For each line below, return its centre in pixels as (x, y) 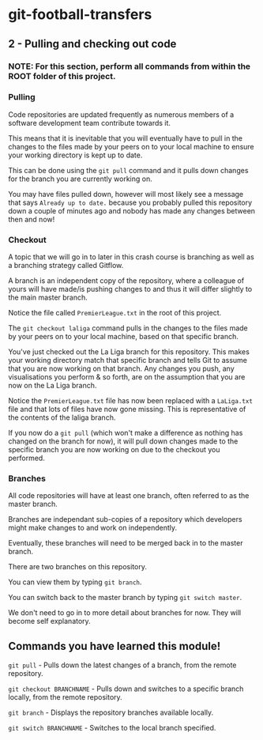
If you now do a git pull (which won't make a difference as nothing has (126, 433)
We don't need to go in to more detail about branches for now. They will (125, 613)
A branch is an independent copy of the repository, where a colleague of (126, 281)
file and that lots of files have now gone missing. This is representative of (127, 410)
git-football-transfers (80, 15)
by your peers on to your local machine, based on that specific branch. (124, 337)
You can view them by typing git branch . (75, 582)
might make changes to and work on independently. (93, 528)
